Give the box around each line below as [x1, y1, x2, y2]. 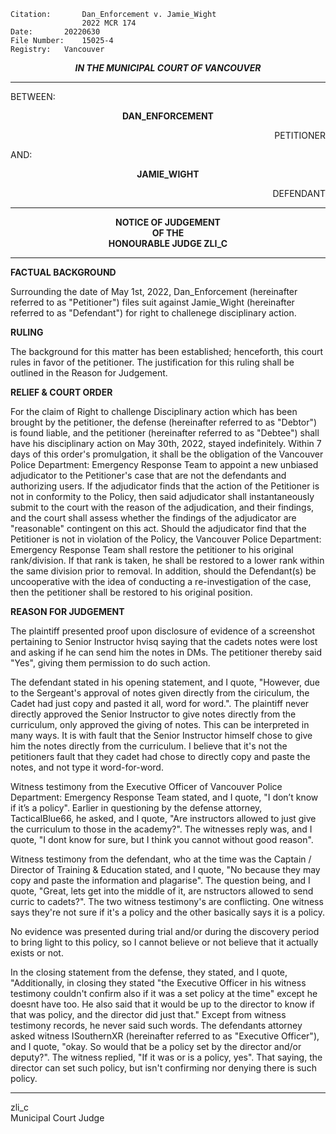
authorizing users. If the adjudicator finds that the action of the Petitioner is [10, 480, 320, 492]
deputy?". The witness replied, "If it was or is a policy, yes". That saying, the [10, 1051, 323, 1063]
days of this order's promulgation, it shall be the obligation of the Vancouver [10, 448, 324, 460]
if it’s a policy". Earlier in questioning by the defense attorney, [10, 802, 263, 814]
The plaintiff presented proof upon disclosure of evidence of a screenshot [10, 625, 315, 637]
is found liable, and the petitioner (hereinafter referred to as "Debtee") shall [10, 427, 320, 439]
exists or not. [10, 947, 64, 959]
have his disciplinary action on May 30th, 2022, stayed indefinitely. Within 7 [10, 438, 322, 449]
